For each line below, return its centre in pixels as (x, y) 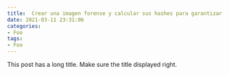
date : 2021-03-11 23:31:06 (46, 20)
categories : (24, 26)
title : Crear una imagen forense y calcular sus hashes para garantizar (115, 13)
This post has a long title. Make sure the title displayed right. (92, 64)
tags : (15, 39)
